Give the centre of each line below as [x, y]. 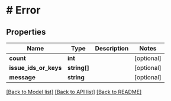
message [22, 77]
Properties [26, 32]
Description [112, 48]
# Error [23, 10]
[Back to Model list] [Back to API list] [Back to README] [74, 92]
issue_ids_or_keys [36, 68]
